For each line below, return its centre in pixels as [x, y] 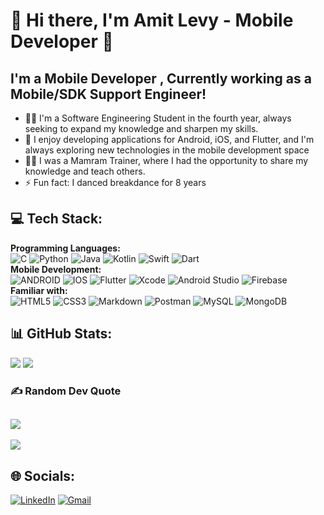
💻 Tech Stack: [56, 219]
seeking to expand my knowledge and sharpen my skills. [141, 128]
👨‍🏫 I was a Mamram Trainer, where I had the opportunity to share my [166, 160]
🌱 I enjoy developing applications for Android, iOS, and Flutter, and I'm [169, 139]
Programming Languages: [65, 248]
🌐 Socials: [43, 475]
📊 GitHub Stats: [61, 334]
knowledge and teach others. [85, 171]
